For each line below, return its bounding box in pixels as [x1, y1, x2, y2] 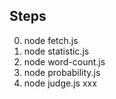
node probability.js [23, 66, 101, 78]
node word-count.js [23, 55, 106, 68]
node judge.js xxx [23, 77, 97, 89]
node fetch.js [23, 34, 79, 46]
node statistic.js [23, 45, 90, 57]
